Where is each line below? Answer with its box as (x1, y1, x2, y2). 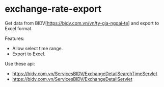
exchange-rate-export (5, 3, 102, 15)
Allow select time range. (12, 45, 63, 51)
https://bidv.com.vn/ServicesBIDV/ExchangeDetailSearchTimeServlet (12, 70, 157, 77)
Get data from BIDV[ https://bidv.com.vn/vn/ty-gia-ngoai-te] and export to (5, 20, 159, 26)
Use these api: (5, 60, 35, 67)
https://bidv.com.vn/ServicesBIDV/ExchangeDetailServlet (12, 76, 133, 82)
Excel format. (5, 25, 33, 31)
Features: (5, 35, 25, 41)
